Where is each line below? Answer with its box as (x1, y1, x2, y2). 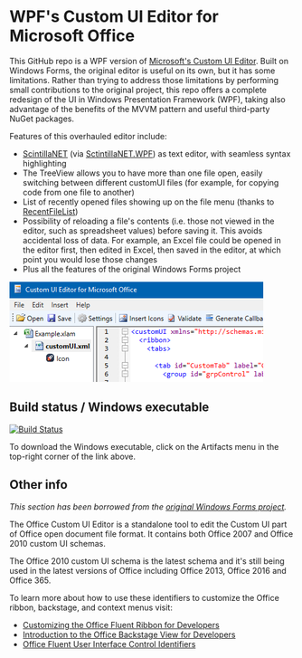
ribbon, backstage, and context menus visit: (9, 602, 174, 613)
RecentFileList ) (22, 205, 79, 216)
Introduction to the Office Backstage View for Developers (22, 629, 236, 640)
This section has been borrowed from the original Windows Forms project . (9, 501, 288, 512)
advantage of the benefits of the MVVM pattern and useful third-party (9, 103, 270, 114)
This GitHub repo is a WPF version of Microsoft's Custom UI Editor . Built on (9, 55, 289, 66)
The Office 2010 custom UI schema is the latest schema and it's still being (9, 555, 285, 567)
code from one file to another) (22, 186, 136, 197)
